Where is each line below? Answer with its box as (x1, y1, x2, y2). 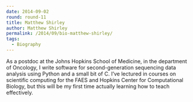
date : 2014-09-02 (6, 8, 49, 15)
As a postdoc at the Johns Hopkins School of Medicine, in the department (6, 57, 187, 65)
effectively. (6, 89, 34, 96)
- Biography (11, 42, 42, 48)
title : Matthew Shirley (6, 19, 65, 25)
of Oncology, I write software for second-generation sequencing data (6, 64, 176, 71)
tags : (6, 36, 20, 42)
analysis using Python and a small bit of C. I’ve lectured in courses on (6, 70, 176, 77)
